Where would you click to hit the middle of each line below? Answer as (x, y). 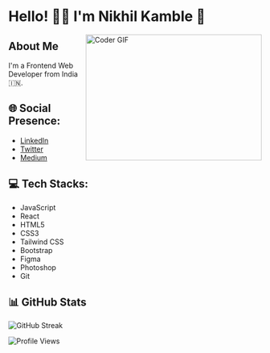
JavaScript (38, 207)
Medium (34, 157)
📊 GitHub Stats (47, 303)
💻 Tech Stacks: (48, 184)
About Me (33, 46)
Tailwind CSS (42, 242)
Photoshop (38, 267)
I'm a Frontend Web (41, 65)
